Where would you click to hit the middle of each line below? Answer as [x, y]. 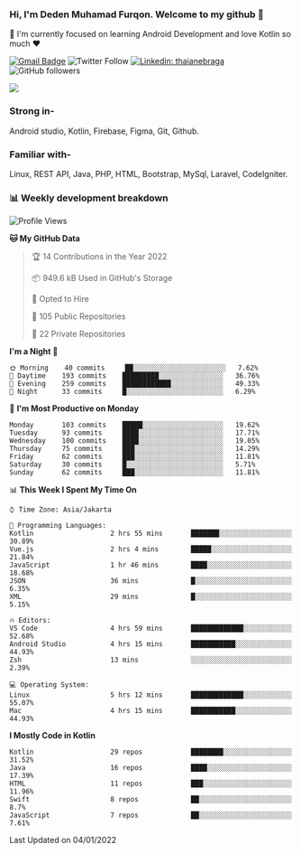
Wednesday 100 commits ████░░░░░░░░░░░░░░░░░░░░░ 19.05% [134, 441]
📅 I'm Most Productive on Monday [74, 408]
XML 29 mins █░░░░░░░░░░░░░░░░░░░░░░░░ [151, 597]
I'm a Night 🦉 [34, 352]
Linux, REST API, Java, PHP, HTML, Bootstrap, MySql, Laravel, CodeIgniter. [149, 174]
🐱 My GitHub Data [45, 239]
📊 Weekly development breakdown [89, 198]
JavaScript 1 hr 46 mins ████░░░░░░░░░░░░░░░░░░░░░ [151, 565]
